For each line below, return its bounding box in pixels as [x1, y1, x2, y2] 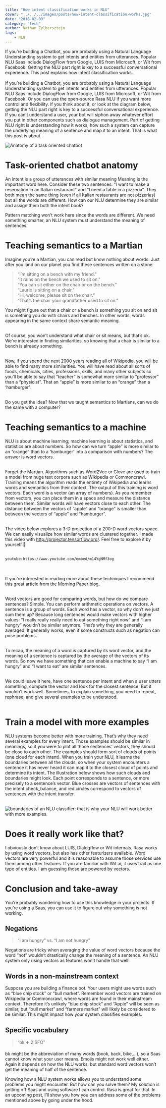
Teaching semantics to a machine [5, 422, 147, 433]
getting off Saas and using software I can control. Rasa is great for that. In [5, 1086, 156, 1093]
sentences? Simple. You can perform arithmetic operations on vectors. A [5, 601, 154, 607]
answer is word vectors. [5, 454, 55, 460]
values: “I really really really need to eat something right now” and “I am [5, 616, 151, 622]
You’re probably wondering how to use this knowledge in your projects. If [5, 899, 155, 905]
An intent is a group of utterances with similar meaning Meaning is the [5, 176, 148, 182]
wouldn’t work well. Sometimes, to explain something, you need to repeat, [5, 688, 156, 694]
